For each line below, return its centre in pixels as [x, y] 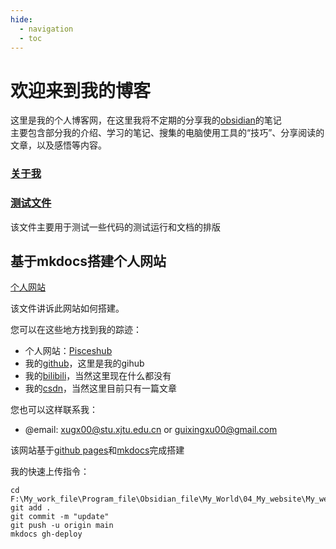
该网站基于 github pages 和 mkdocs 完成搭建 [97, 450]
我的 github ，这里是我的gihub [84, 363]
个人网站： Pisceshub [68, 351]
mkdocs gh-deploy [46, 534]
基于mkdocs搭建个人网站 [88, 261]
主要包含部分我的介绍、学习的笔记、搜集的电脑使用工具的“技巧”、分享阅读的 [167, 133]
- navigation [46, 29]
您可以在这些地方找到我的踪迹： [76, 330]
